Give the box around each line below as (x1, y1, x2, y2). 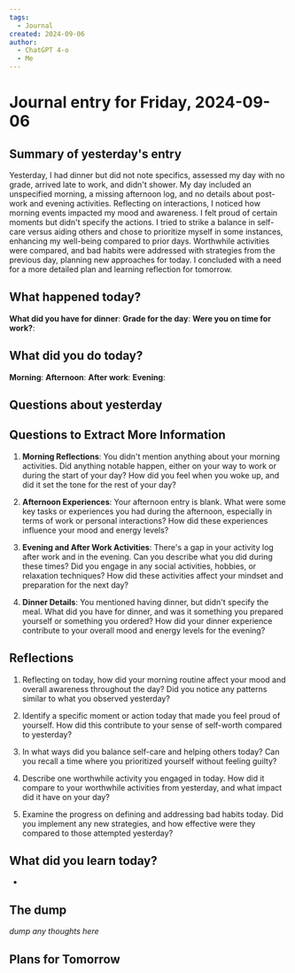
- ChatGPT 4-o (17, 46, 69, 55)
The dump (9, 902, 67, 917)
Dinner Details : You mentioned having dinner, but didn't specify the (21, 596, 269, 607)
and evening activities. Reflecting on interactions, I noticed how (29, 198, 261, 208)
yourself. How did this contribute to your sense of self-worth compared (21, 720, 283, 730)
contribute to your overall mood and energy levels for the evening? (21, 625, 266, 635)
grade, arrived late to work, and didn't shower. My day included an (9, 179, 252, 190)
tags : (9, 12, 29, 22)
